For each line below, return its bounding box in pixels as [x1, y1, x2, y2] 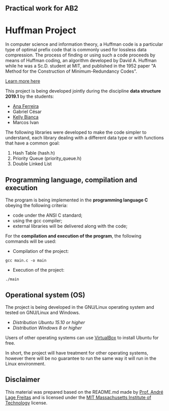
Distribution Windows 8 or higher [12, 325, 82, 331]
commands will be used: [5, 239, 57, 245]
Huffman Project [5, 24, 76, 36]
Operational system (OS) [5, 290, 86, 299]
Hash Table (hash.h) [12, 150, 55, 156]
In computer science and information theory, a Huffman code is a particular [5, 41, 163, 47]
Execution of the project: [12, 267, 65, 273]
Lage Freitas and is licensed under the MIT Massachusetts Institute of [5, 394, 152, 400]
